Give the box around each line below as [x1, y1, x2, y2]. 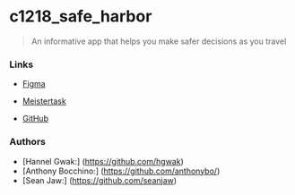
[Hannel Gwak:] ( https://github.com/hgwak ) [22, 156, 184, 166]
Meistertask [22, 96, 67, 106]
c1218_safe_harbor [9, 6, 152, 27]
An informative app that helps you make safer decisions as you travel [30, 36, 287, 47]
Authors [9, 136, 47, 148]
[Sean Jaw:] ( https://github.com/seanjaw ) [22, 174, 178, 185]
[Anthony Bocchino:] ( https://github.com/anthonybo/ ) [22, 165, 221, 176]
